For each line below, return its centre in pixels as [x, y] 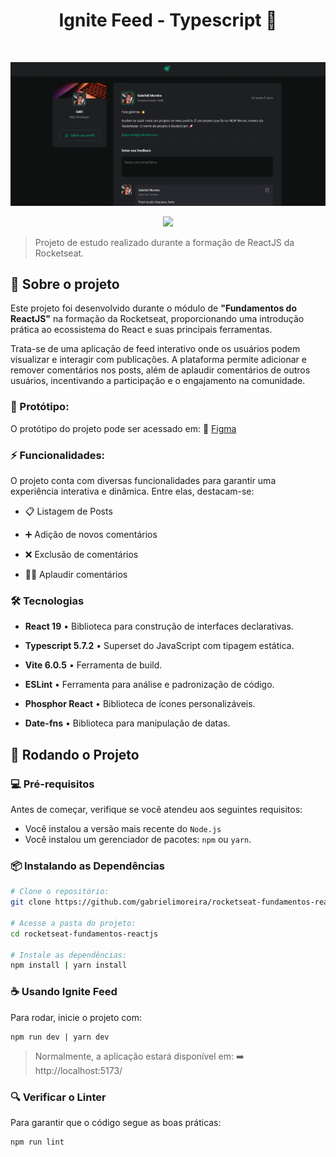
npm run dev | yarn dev [60, 1037]
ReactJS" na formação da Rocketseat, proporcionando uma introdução [157, 319]
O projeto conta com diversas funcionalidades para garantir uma [143, 481]
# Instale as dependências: [69, 955]
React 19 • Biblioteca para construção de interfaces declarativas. [159, 626]
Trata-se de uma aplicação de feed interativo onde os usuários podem [155, 349]
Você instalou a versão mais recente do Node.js [123, 829]
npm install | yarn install [69, 965]
